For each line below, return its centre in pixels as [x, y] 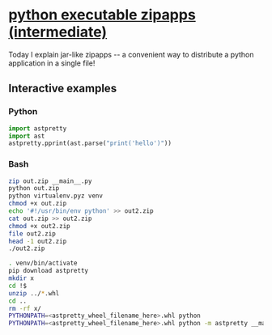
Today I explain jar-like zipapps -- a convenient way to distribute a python [131, 54]
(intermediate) [58, 32]
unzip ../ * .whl [34, 293]
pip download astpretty [49, 271]
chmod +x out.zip [38, 204]
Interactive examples [63, 89]
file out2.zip [32, 233]
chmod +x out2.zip [39, 226]
